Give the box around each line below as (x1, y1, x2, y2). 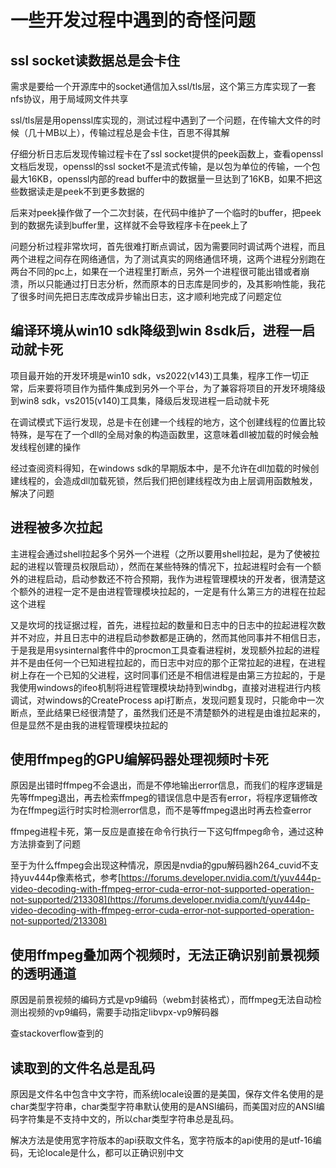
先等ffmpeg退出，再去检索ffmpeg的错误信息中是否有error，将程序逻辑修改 (10, 792, 318, 804)
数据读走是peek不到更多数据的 (18, 186, 145, 197)
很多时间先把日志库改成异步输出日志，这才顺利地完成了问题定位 (18, 291, 282, 302)
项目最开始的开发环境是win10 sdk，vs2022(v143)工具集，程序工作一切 (10, 369, 301, 381)
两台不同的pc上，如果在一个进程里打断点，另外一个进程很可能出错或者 (10, 266, 302, 277)
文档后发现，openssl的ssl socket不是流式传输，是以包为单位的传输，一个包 (10, 161, 321, 172)
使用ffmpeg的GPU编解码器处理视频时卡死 (10, 751, 269, 768)
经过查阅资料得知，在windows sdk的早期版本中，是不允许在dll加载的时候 (10, 462, 311, 474)
